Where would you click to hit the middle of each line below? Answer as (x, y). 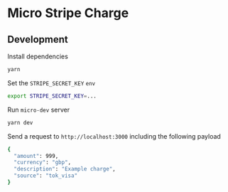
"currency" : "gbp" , (43, 162)
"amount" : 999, (36, 156)
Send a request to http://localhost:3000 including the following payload (114, 136)
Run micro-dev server (38, 110)
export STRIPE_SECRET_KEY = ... (52, 96)
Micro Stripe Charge (68, 13)
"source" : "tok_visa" (46, 176)
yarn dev (20, 122)
